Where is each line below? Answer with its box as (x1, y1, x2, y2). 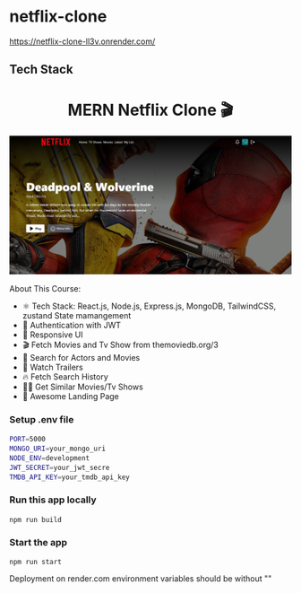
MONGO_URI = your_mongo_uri (9, 444, 106, 454)
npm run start (9, 558, 63, 567)
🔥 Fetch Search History (21, 371, 109, 382)
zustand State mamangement (21, 310, 132, 320)
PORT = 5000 (9, 435, 47, 444)
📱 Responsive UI (21, 329, 83, 340)
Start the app (9, 536, 68, 548)
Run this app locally (9, 493, 97, 506)
